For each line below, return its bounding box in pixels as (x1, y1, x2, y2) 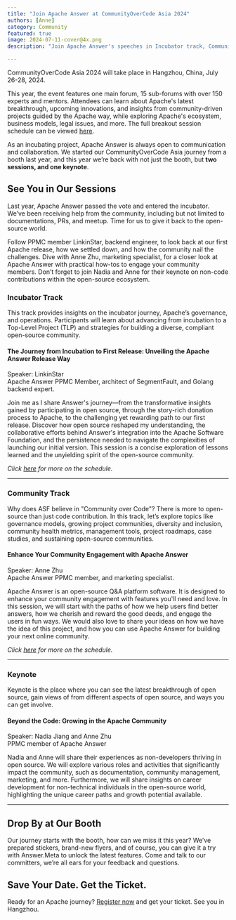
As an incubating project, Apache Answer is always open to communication (7, 140, 226, 148)
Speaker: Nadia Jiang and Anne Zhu (7, 732, 112, 741)
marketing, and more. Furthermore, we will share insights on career (7, 775, 202, 784)
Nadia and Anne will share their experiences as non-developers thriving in (7, 753, 222, 762)
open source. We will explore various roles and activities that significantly (7, 761, 220, 769)
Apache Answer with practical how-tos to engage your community (7, 260, 200, 268)
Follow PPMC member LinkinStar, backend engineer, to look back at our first (7, 237, 228, 246)
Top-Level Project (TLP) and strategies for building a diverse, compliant (7, 324, 214, 332)
